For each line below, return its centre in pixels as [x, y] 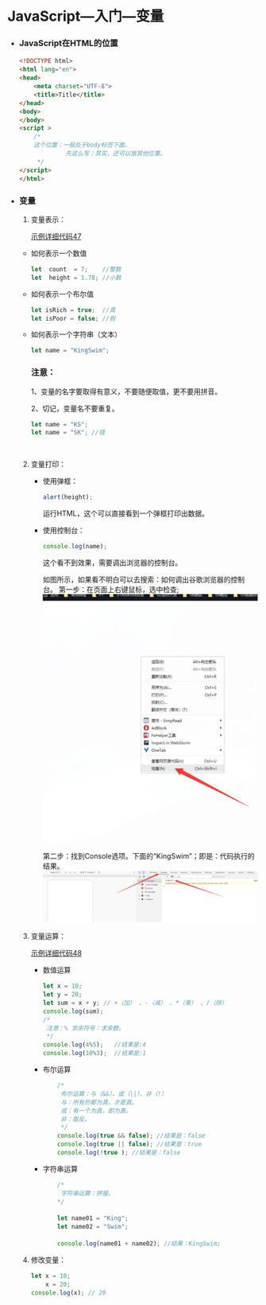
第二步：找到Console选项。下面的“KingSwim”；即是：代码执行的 [148, 856]
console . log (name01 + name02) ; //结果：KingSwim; [139, 1244]
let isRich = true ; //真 [73, 310]
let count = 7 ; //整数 [76, 269]
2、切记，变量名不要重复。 [75, 408]
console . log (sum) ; [73, 1011]
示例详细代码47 [56, 236]
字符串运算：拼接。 [87, 1193]
